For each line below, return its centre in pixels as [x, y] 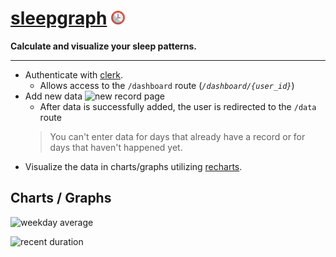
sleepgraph [59, 18]
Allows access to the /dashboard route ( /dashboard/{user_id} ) [167, 85]
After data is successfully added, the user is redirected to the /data [178, 106]
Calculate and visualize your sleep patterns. [104, 46]
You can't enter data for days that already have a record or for [177, 136]
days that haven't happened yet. [116, 147]
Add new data [53, 96]
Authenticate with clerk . [73, 74]
